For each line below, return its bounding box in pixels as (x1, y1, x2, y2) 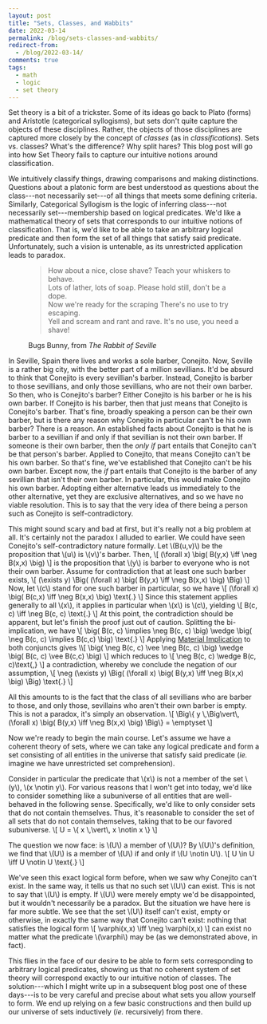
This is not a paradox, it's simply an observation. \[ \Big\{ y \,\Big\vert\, (8, 710, 240, 719)
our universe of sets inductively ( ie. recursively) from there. (8, 1007, 203, 1017)
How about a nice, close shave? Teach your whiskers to (47, 266, 231, 275)
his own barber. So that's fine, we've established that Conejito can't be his (8, 458, 253, 468)
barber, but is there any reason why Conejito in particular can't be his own (8, 416, 252, 425)
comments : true (8, 57, 59, 65)
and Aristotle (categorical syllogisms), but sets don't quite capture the (8, 117, 238, 126)
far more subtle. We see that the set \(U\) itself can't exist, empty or (8, 907, 230, 916)
